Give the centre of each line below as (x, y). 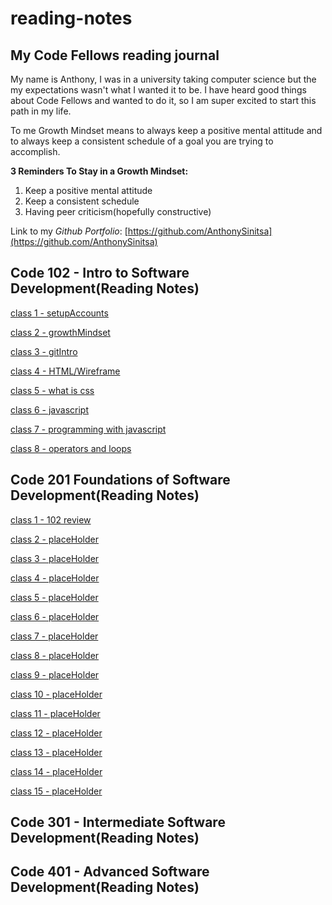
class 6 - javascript (50, 409)
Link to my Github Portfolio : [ (69, 231)
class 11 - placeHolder (55, 713)
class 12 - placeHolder (56, 733)
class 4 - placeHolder (55, 578)
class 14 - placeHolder (56, 771)
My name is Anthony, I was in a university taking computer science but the (163, 79)
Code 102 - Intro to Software (100, 273)
